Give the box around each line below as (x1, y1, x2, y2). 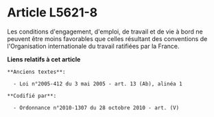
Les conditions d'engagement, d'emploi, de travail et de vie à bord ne (7, 27, 204, 36)
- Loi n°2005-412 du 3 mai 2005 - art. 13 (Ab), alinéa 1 (13, 80, 183, 87)
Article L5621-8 (7, 5, 98, 21)
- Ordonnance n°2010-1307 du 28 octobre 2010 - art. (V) (13, 104, 180, 111)
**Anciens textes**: (7, 68, 67, 75)
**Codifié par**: (7, 92, 57, 99)
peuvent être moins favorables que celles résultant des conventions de (7, 34, 208, 42)
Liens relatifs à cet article (7, 55, 81, 63)
